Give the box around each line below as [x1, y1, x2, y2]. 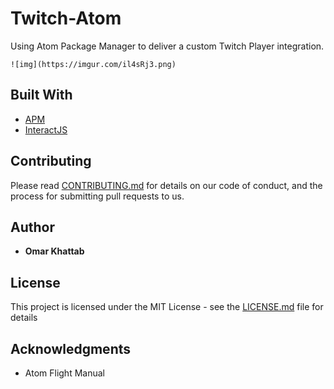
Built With [10, 87, 73, 104]
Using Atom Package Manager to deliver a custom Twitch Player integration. [10, 40, 325, 52]
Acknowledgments [10, 340, 132, 357]
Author [10, 218, 55, 236]
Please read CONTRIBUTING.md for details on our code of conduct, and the [10, 179, 323, 191]
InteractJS [24, 123, 68, 136]
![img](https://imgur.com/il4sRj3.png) [10, 59, 177, 69]
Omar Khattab [24, 245, 85, 257]
